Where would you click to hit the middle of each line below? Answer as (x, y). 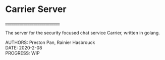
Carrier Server (36, 9)
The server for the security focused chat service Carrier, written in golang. (82, 32)
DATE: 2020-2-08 (24, 47)
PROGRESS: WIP (22, 53)
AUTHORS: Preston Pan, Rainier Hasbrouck (50, 42)
